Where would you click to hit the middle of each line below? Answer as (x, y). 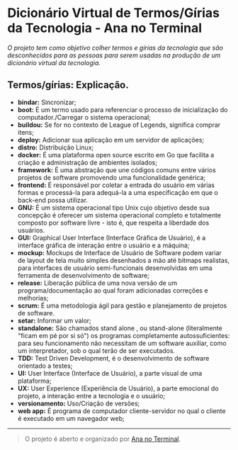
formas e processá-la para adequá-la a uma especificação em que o (118, 192)
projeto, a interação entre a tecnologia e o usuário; (91, 395)
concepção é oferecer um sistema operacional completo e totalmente (119, 215)
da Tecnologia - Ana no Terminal (105, 28)
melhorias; (33, 298)
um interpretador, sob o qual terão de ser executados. (96, 350)
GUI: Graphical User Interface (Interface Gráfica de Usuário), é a (112, 237)
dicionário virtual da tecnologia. (54, 62)
